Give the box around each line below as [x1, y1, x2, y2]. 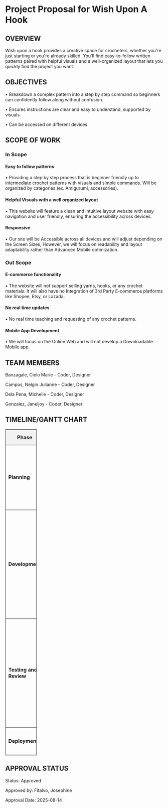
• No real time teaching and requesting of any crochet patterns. [5, 316, 137, 322]
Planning [8, 473, 30, 480]
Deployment [8, 737, 39, 744]
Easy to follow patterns [5, 163, 54, 169]
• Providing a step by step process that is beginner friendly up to [5, 175, 139, 181]
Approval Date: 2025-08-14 [5, 797, 62, 803]
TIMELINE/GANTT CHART [5, 416, 88, 424]
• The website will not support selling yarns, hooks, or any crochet [5, 283, 143, 289]
